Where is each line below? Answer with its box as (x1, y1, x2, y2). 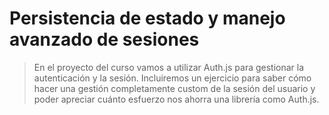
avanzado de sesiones (9, 28, 200, 51)
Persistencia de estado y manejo (9, 7, 286, 30)
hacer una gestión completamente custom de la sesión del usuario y (33, 82, 316, 94)
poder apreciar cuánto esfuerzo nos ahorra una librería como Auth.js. (33, 93, 320, 105)
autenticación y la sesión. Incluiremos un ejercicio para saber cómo (33, 72, 312, 84)
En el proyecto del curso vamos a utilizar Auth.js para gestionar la (33, 61, 305, 73)
